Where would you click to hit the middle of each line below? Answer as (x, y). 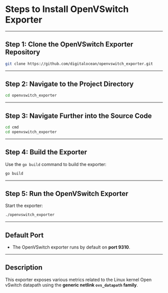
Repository (23, 52)
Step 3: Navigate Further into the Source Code (78, 116)
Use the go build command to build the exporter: (56, 164)
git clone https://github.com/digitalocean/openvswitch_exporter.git (79, 63)
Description (24, 268)
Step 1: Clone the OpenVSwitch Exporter (69, 44)
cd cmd (12, 127)
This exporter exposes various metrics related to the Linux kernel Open (78, 279)
